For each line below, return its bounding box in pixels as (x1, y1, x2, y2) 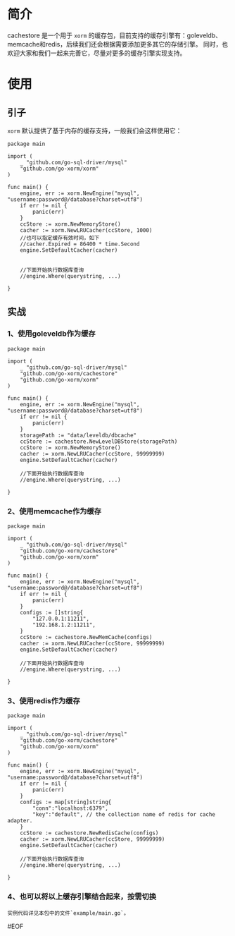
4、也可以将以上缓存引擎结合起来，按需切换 (7, 892, 157, 901)
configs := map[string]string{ (20, 798, 112, 806)
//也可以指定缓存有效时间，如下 (20, 234, 100, 241)
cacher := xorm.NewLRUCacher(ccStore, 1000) (20, 226, 153, 233)
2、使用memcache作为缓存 (7, 506, 102, 516)
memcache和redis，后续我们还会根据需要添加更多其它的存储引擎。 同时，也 (7, 39, 229, 48)
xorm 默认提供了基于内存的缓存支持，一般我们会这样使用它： (7, 126, 182, 135)
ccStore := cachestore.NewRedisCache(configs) (20, 829, 159, 837)
